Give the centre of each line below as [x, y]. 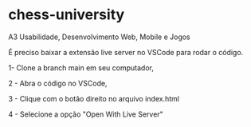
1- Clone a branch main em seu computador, [81, 67]
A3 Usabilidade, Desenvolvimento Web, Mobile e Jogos [99, 37]
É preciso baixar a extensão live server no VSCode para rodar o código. [126, 52]
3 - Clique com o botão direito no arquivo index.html [94, 98]
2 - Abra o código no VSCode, [58, 83]
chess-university [67, 15]
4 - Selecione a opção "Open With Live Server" [86, 114]
